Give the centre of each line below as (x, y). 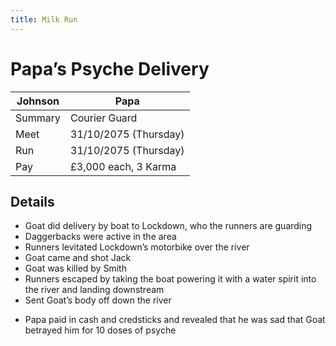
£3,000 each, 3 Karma (123, 166)
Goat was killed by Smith (75, 268)
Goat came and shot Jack (78, 258)
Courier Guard (104, 118)
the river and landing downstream (94, 290)
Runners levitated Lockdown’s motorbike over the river (137, 247)
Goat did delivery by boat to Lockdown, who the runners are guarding (168, 226)
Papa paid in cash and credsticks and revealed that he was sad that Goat (175, 320)
